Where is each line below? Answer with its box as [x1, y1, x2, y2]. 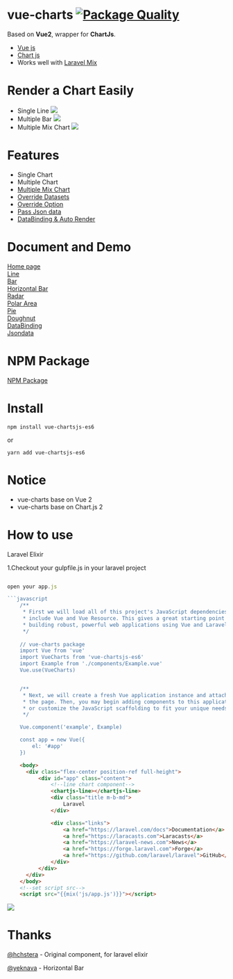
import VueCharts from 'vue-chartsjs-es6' [19, 654, 144, 661]
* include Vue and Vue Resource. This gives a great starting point [22, 615, 225, 622]
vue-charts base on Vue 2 [17, 495, 92, 504]
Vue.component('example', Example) [19, 724, 123, 731]
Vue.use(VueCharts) [19, 667, 76, 674]
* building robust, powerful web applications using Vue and [22, 621, 203, 628]
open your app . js [7, 583, 58, 590]
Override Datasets [17, 192, 70, 201]
